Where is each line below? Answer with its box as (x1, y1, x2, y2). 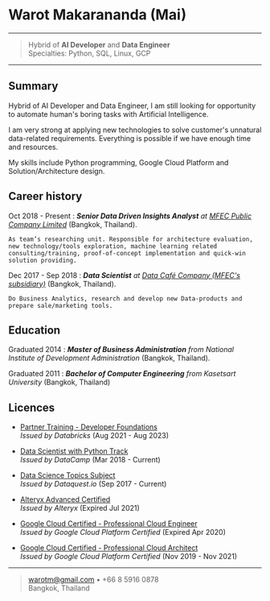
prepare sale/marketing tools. (8, 301, 113, 309)
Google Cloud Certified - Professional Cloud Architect (19, 543, 198, 553)
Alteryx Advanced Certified (19, 495, 111, 504)
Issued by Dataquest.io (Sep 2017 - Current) (19, 479, 167, 489)
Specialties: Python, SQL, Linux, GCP (27, 48, 151, 58)
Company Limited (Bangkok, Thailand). (8, 219, 138, 229)
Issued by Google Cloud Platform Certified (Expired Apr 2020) (19, 528, 227, 537)
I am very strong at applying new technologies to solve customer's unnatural (8, 125, 262, 135)
